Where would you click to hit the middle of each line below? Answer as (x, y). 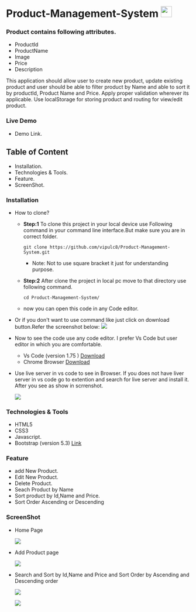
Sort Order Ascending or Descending (59, 502)
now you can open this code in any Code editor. (81, 308)
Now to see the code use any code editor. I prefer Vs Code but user (96, 338)
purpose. (43, 269)
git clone (35, 247)
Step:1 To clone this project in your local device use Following (98, 224)
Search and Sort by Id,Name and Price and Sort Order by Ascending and (102, 575)
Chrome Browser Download (56, 362)
